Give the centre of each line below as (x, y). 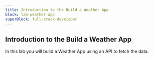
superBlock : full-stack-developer (41, 19)
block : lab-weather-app (30, 14)
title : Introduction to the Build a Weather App (57, 10)
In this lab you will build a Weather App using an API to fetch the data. (77, 51)
